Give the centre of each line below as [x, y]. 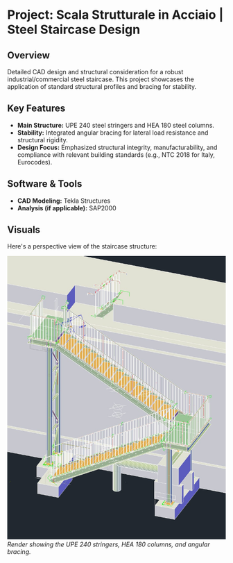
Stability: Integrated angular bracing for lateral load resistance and [113, 133]
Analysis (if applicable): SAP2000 [67, 208]
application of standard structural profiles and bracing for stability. [102, 86]
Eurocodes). [35, 162]
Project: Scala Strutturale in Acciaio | [115, 15]
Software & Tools [45, 184]
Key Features [36, 109]
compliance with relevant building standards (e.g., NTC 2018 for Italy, [116, 154]
